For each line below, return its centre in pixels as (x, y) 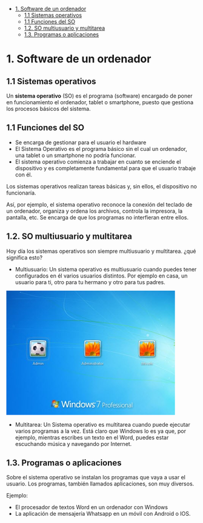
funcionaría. (21, 193)
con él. (23, 175)
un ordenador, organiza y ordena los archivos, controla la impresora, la (95, 211)
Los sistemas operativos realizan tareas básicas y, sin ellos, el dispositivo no (101, 186)
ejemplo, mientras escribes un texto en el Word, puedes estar (92, 437)
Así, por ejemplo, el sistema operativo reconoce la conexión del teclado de (99, 204)
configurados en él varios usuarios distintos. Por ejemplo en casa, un (101, 276)
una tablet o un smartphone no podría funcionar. (75, 155)
